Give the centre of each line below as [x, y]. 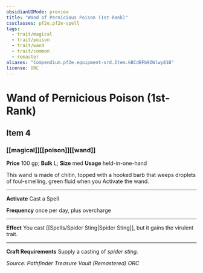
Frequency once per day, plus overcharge [59, 210]
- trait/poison [31, 40]
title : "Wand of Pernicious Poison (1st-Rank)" [67, 18]
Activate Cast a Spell [33, 199]
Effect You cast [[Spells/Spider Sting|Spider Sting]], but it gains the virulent [100, 228]
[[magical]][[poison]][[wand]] [51, 150]
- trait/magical [32, 34]
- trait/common [31, 51]
